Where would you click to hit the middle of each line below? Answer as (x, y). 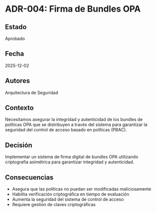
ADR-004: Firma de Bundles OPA (73, 9)
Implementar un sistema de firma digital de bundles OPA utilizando (72, 157)
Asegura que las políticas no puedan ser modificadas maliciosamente (82, 189)
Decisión (19, 145)
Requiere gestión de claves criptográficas (54, 205)
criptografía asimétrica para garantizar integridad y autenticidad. (70, 162)
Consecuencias (29, 177)
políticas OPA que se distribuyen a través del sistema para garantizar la (76, 124)
